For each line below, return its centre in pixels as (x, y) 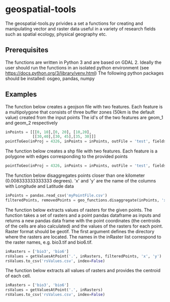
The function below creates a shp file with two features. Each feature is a (81, 151)
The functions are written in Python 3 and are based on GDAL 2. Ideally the (83, 62)
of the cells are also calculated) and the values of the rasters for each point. (84, 226)
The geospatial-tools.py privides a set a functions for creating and (74, 23)
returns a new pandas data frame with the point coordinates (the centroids (83, 220)
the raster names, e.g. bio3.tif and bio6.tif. (49, 242)
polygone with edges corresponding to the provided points (67, 157)
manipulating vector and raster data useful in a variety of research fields (80, 28)
